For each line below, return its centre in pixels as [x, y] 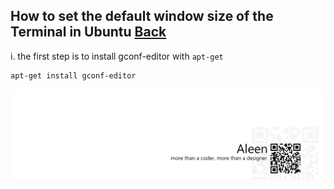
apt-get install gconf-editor [73, 75]
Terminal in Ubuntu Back [88, 32]
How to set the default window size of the [142, 16]
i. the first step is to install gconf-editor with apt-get [117, 56]
